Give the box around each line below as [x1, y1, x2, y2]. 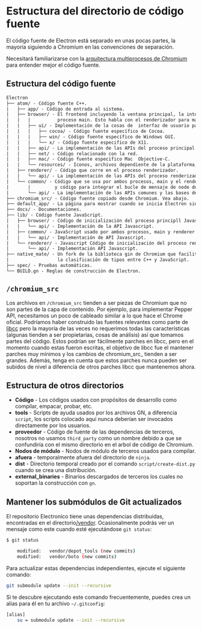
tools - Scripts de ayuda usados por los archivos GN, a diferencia [14, 409, 177, 416]
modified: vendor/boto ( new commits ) [17, 553, 117, 560]
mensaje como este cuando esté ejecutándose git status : [6, 526, 152, 533]
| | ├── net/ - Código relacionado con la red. [6, 150, 138, 157]
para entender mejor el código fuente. [6, 61, 100, 69]
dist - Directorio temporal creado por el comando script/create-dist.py [14, 460, 195, 467]
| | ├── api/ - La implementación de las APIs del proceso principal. [6, 145, 198, 151]
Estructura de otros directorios [6, 380, 124, 390]
